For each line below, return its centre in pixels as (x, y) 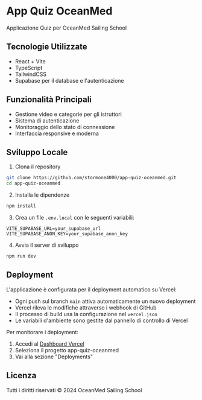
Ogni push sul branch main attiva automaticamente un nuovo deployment (105, 301)
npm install (21, 206)
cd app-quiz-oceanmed (33, 183)
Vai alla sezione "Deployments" (54, 357)
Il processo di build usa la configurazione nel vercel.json (86, 314)
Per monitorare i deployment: (42, 332)
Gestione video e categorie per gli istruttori (68, 114)
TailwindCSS (31, 74)
